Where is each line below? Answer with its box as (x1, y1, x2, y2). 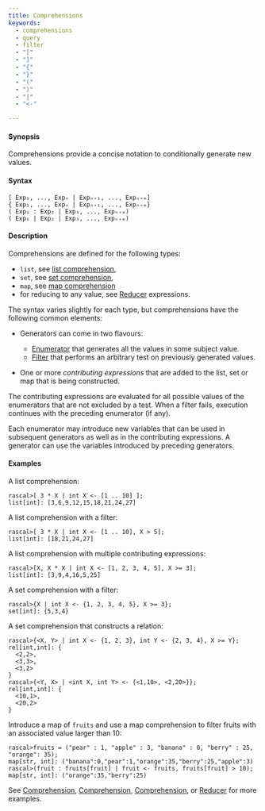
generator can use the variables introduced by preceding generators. (8, 440, 234, 450)
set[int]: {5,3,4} (8, 607, 69, 615)
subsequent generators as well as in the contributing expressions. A (8, 432, 231, 441)
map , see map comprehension (19, 281, 117, 290)
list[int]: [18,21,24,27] (8, 535, 94, 543)
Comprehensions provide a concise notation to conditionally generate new (8, 149, 252, 159)
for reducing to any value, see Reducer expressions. (19, 289, 190, 298)
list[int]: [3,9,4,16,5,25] (8, 571, 102, 579)
